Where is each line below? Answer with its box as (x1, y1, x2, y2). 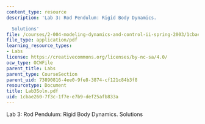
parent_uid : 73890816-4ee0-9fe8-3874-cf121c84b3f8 (6, 77, 138, 83)
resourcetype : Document (6, 82, 67, 89)
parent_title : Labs (6, 65, 56, 71)
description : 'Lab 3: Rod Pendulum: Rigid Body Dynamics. (6, 15, 157, 21)
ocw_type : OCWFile (6, 59, 53, 66)
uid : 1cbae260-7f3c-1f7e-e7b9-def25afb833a (6, 94, 119, 100)
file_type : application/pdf (6, 37, 78, 43)
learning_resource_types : (6, 43, 72, 49)
